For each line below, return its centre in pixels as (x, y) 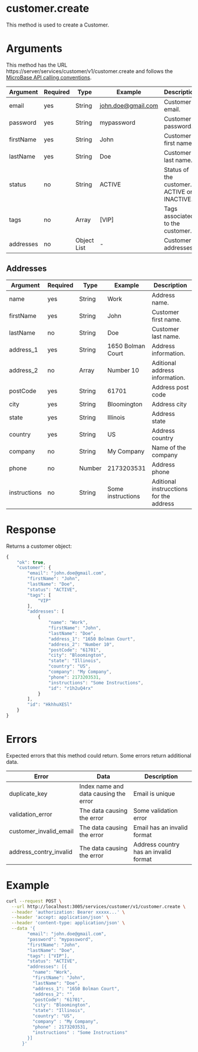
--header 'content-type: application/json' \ (68, 923)
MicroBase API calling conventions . (49, 77)
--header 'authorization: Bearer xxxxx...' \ (68, 912)
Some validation (156, 810)
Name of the (169, 448)
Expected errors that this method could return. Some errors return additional (99, 755)
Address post (170, 387)
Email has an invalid (161, 828)
